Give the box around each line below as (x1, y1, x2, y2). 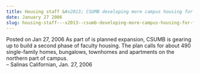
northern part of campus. (6, 54, 68, 62)
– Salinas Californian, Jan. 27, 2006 (6, 61, 92, 68)
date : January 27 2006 (6, 14, 62, 20)
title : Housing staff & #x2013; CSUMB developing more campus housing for (6, 8, 193, 15)
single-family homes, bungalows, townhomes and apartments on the (6, 49, 174, 56)
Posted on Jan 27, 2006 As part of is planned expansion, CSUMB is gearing (6, 36, 192, 43)
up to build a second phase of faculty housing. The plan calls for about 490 (6, 42, 191, 49)
